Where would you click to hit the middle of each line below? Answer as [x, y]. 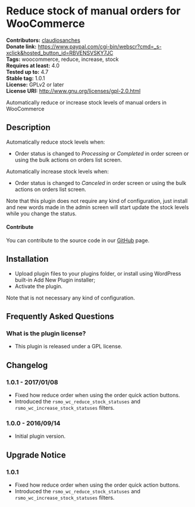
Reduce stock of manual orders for [93, 11]
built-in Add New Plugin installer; [55, 280]
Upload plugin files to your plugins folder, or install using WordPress [98, 273]
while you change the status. [42, 214]
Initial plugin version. [40, 436]
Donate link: [21, 47]
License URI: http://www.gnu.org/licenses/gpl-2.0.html [73, 91]
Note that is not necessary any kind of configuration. [71, 298]
